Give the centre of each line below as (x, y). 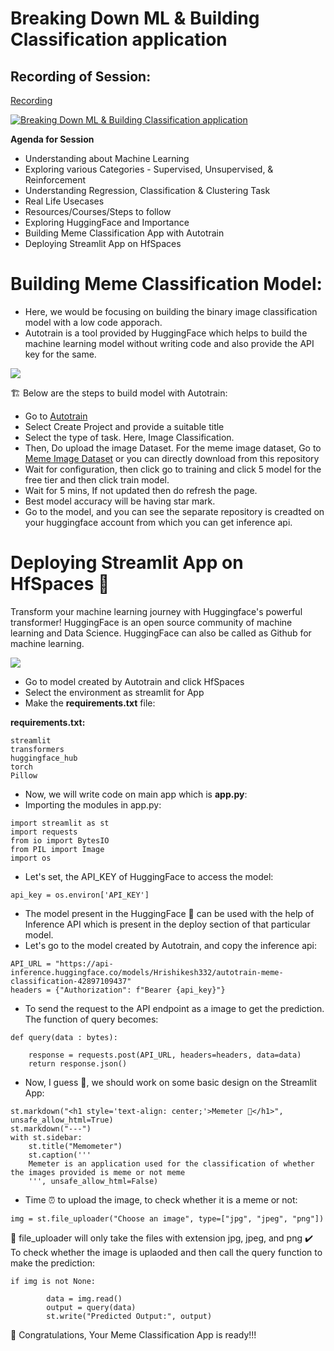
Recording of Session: (81, 76)
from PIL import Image (57, 849)
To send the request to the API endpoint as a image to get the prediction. (174, 1008)
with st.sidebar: (46, 1137)
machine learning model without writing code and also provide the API (169, 343)
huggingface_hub (44, 758)
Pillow (24, 775)
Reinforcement (55, 180)
